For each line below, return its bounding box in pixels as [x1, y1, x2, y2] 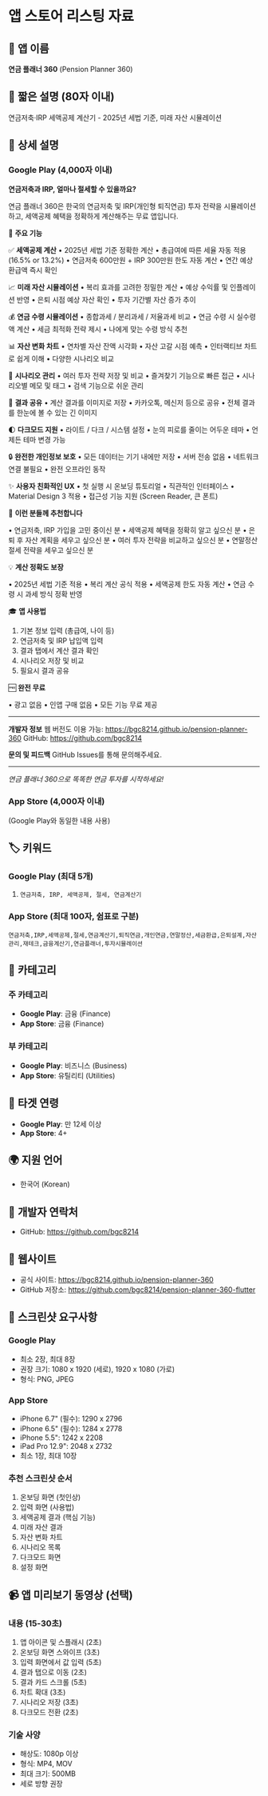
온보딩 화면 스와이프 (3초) [19, 1647, 100, 1657]
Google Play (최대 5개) [8, 871, 94, 882]
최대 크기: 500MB [19, 1769, 77, 1778]
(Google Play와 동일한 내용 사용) [8, 815, 111, 825]
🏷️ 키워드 [8, 842, 52, 855]
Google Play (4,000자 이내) [8, 165, 113, 176]
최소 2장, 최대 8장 [19, 1354, 76, 1364]
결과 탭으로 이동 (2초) [19, 1667, 88, 1677]
